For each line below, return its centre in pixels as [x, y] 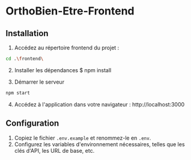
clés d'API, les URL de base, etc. [54, 150]
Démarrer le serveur [39, 82]
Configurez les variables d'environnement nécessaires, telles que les [99, 144]
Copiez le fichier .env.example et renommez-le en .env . [83, 138]
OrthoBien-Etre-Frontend [70, 11]
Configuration [32, 124]
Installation [27, 33]
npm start [18, 93]
